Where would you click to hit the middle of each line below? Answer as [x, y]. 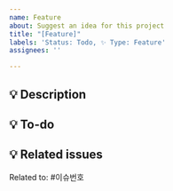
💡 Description [48, 94]
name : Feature [35, 17]
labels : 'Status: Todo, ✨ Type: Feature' [87, 42]
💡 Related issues [56, 155]
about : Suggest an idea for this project [87, 26]
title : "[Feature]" [45, 34]
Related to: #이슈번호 [47, 177]
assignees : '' [35, 51]
